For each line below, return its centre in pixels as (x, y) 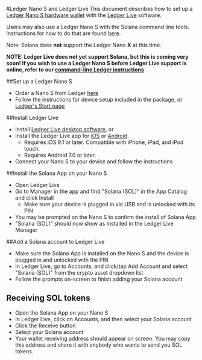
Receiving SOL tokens (48, 298)
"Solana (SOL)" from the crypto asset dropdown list (79, 273)
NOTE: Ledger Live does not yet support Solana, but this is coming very (97, 57)
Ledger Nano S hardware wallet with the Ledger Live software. (84, 15)
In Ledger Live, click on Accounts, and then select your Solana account (103, 319)
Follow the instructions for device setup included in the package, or (99, 100)
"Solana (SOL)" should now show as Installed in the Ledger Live (94, 224)
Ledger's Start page (40, 106)
